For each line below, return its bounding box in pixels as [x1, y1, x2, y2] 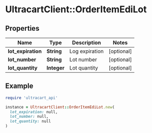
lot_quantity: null [10, 119, 51, 124]
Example [5, 82, 34, 91]
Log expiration [69, 48, 104, 55]
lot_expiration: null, [10, 109, 58, 115]
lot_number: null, [10, 114, 49, 119]
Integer [46, 64, 65, 71]
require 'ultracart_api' [5, 95, 58, 100]
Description [72, 39, 101, 46]
